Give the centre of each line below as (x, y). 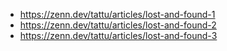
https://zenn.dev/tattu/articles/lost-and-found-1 (117, 14)
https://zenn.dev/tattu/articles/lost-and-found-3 (118, 35)
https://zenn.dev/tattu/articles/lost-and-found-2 (118, 25)
